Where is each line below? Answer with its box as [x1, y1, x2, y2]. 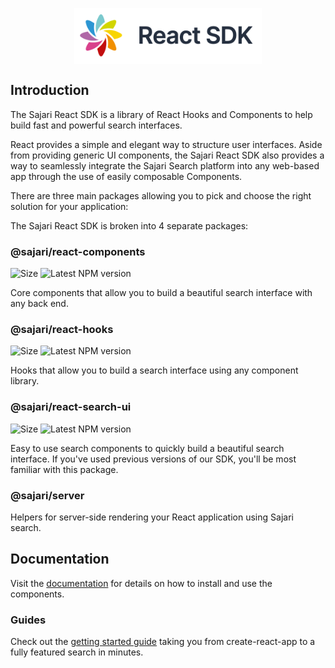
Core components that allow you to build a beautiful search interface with [10, 287, 313, 299]
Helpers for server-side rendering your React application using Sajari [10, 511, 294, 523]
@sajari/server [10, 488, 85, 502]
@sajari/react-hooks [10, 322, 114, 336]
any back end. [10, 298, 69, 310]
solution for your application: [10, 200, 129, 212]
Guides [10, 613, 47, 627]
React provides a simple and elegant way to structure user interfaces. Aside [10, 138, 323, 150]
